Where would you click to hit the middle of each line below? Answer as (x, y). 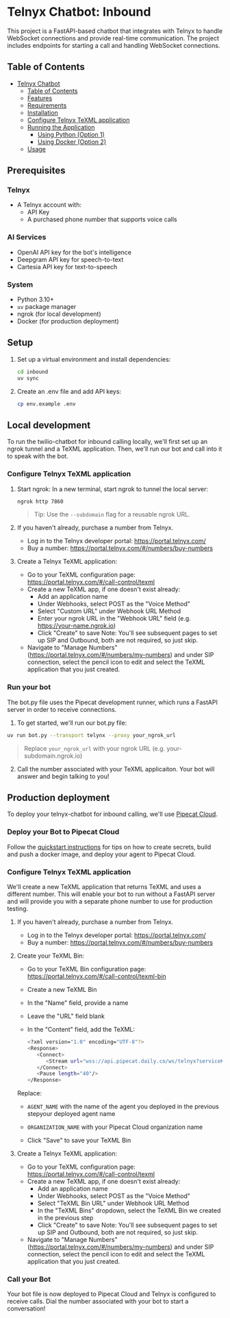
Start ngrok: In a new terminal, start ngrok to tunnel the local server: (113, 489)
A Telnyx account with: (49, 205)
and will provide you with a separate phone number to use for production (110, 902)
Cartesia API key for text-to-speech (67, 266)
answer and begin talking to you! (63, 776)
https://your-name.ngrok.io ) (77, 626)
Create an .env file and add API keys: (69, 391)
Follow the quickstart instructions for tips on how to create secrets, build (109, 847)
